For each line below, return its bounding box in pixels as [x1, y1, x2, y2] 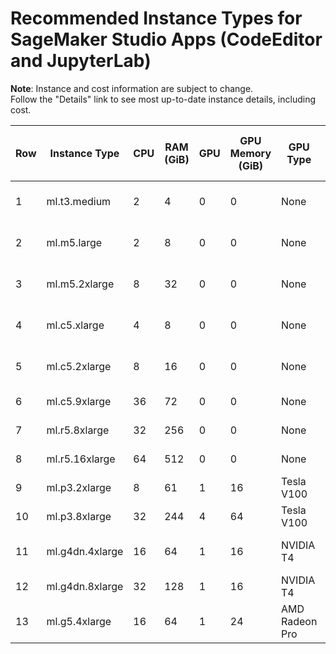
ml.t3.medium [46, 194, 112, 208]
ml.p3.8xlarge [46, 509, 112, 523]
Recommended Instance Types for [10, 7, 303, 30]
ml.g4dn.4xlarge [46, 544, 124, 558]
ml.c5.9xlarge [46, 394, 112, 408]
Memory [229, 146, 272, 160]
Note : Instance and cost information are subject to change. [10, 82, 254, 94]
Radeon [281, 614, 318, 628]
